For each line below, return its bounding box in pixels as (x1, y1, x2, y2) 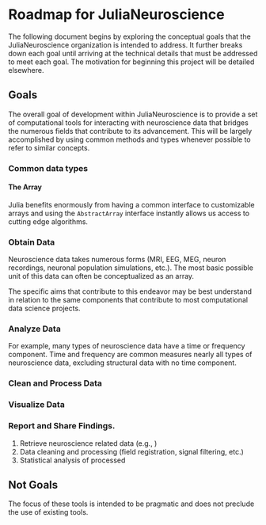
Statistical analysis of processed (19, 455, 126, 465)
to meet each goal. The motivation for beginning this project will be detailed (8, 57, 255, 67)
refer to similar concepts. (8, 143, 90, 152)
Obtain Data (8, 236, 55, 247)
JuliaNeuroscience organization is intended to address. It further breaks (8, 40, 243, 49)
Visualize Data (8, 399, 65, 410)
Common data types (8, 162, 89, 173)
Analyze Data (8, 323, 61, 334)
